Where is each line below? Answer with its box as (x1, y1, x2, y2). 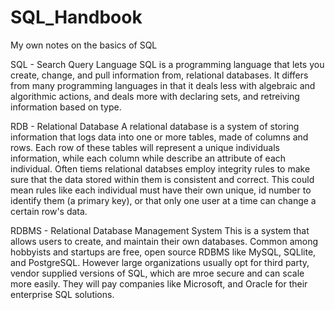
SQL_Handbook (10, 6, 143, 29)
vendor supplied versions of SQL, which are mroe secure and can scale (10, 267, 305, 279)
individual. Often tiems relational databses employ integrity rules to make (10, 162, 311, 175)
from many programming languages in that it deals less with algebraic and (10, 79, 316, 91)
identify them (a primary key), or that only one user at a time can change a (10, 194, 317, 206)
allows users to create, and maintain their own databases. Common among (10, 235, 319, 247)
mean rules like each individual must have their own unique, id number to (10, 184, 312, 196)
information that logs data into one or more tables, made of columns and (10, 131, 309, 143)
